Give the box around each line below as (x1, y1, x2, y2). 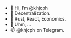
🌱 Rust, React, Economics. (10, 16, 66, 22)
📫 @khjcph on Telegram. (10, 27, 64, 33)
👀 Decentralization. (10, 10, 51, 16)
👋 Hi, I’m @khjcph (10, 5, 48, 11)
